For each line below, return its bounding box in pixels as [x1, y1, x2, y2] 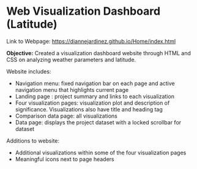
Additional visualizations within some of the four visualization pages [15, 149, 187, 156]
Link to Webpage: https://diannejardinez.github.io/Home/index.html [6, 37, 176, 45]
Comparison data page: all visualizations [15, 112, 117, 119]
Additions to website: [6, 137, 60, 145]
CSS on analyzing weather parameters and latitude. [6, 56, 136, 63]
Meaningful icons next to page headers [15, 155, 114, 163]
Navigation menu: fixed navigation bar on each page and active [15, 80, 176, 87]
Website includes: [6, 67, 51, 75]
